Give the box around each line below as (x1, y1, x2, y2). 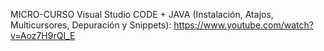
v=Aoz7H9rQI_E (10, 30, 76, 41)
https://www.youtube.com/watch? (173, 19, 314, 31)
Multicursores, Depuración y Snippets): (10, 19, 172, 31)
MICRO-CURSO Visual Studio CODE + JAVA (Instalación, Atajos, (10, 9, 274, 20)
